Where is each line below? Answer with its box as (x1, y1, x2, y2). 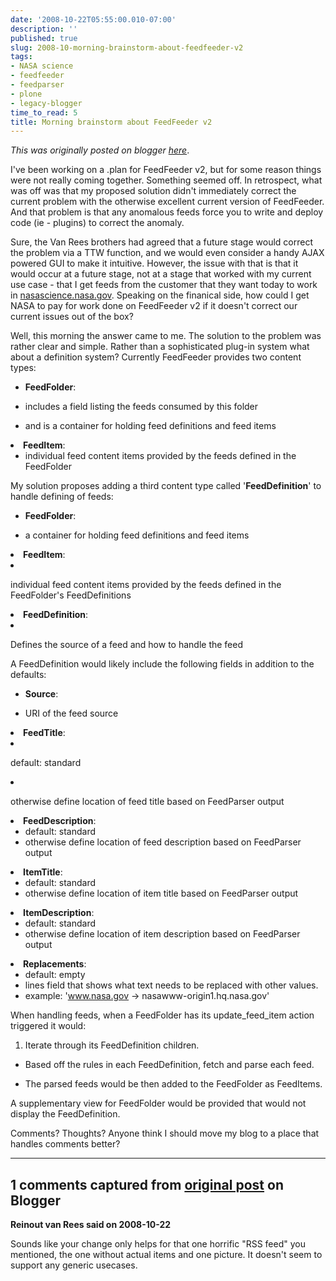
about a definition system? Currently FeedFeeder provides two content (10, 351, 302, 363)
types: (10, 362, 37, 374)
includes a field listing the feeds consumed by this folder (24, 401, 259, 413)
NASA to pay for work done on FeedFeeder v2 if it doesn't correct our (10, 300, 298, 312)
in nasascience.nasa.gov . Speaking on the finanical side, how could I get (10, 289, 310, 301)
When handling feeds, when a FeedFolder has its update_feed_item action (10, 1009, 315, 1021)
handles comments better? (10, 1138, 121, 1150)
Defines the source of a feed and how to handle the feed (10, 639, 244, 651)
